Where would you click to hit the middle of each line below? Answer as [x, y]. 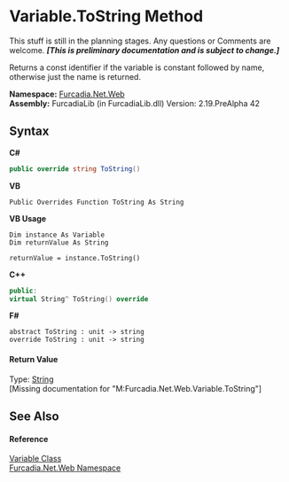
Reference [29, 439]
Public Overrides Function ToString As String [97, 202]
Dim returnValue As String [59, 242]
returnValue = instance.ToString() [75, 258]
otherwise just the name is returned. [75, 76]
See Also [34, 416]
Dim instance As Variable [57, 235]
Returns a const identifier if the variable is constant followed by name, [137, 67]
